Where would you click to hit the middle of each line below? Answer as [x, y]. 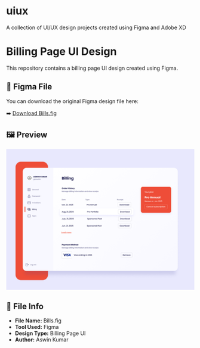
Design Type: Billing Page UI [50, 333]
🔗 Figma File [29, 87]
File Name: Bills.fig [38, 321]
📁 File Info [25, 306]
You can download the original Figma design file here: [72, 101]
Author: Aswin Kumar [41, 340]
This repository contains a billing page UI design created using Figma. [92, 68]
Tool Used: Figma [37, 327]
